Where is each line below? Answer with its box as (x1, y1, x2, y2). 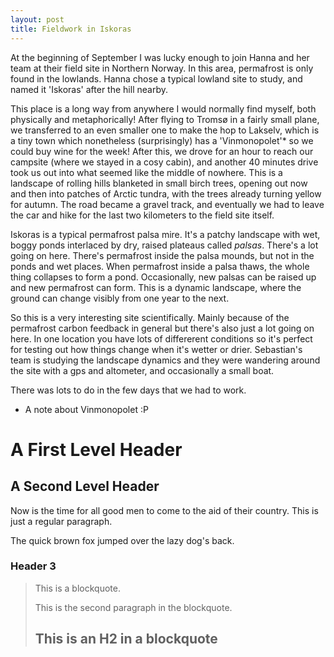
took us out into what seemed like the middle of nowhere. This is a (10, 166, 283, 178)
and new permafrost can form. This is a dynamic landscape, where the (10, 281, 302, 293)
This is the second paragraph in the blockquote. (34, 601, 233, 613)
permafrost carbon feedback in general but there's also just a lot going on (10, 322, 315, 334)
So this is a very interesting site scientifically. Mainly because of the (10, 311, 290, 323)
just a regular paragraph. (10, 515, 113, 527)
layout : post (10, 14, 65, 25)
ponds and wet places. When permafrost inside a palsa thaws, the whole (10, 260, 310, 272)
